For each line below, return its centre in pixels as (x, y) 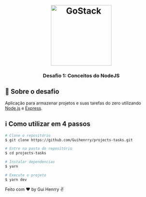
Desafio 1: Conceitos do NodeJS (81, 76)
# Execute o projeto (26, 175)
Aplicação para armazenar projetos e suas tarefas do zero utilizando (73, 103)
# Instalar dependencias (30, 162)
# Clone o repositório (28, 136)
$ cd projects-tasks (26, 153)
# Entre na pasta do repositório (39, 149)
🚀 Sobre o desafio (32, 91)
